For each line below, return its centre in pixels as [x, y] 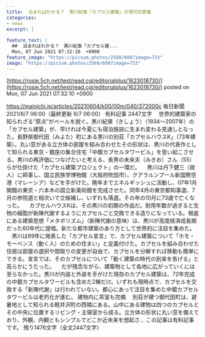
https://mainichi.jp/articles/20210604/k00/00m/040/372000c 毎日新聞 [95, 106]
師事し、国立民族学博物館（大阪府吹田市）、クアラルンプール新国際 [107, 175]
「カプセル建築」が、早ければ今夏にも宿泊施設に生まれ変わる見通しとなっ [100, 129]
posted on [177, 87]
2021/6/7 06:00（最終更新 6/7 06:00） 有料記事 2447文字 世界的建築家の [102, 114]
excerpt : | [20, 29]
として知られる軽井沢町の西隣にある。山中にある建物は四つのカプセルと [108, 304]
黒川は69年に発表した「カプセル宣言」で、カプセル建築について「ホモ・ [103, 236]
